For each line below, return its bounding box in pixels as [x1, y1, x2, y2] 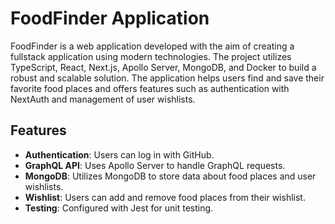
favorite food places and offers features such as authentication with [10, 82, 290, 94]
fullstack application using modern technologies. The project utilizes [10, 50, 292, 62]
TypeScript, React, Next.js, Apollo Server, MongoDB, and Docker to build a [10, 61, 317, 73]
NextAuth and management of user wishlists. [10, 93, 196, 105]
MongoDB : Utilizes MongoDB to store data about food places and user [24, 170, 317, 182]
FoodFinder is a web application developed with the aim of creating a [10, 40, 295, 52]
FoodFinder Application [10, 7, 210, 30]
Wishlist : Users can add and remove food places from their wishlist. [24, 191, 306, 203]
